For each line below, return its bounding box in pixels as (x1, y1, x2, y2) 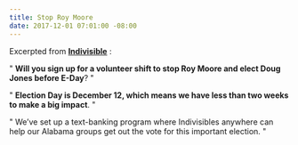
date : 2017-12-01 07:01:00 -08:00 (9, 21, 138, 30)
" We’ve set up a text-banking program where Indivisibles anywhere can (9, 117, 274, 127)
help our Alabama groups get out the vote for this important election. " (9, 125, 267, 136)
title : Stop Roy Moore (9, 12, 93, 22)
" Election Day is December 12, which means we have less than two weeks (9, 90, 289, 101)
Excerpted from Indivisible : (9, 45, 112, 56)
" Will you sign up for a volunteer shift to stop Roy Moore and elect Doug (9, 63, 281, 74)
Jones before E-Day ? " (9, 72, 95, 83)
